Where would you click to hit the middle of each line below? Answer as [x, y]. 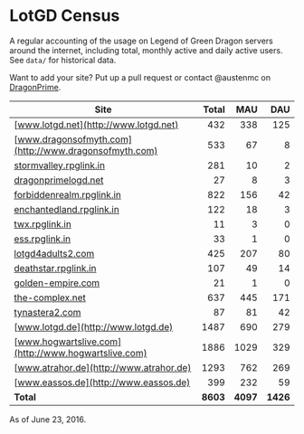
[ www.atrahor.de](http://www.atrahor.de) [103, 367]
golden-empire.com [57, 283]
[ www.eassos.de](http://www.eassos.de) [102, 382]
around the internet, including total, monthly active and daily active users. [146, 50]
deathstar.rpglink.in [55, 268]
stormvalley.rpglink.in [60, 165]
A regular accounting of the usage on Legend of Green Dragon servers [141, 41]
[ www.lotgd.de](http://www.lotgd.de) [94, 326]
